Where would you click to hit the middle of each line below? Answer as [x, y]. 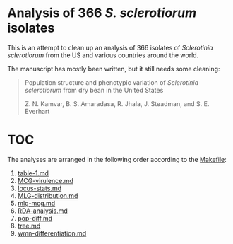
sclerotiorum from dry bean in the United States [94, 90]
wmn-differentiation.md [52, 233]
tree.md [29, 226]
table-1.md [33, 173]
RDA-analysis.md [43, 211]
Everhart [37, 111]
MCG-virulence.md [46, 180]
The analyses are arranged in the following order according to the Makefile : [117, 159]
